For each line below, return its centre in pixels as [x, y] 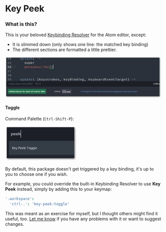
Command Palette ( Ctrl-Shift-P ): [40, 118]
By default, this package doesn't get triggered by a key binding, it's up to [80, 169]
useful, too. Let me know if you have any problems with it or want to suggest [83, 219]
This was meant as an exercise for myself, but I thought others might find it [82, 213]
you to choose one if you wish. [36, 174]
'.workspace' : [20, 199]
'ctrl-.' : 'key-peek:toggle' [40, 204]
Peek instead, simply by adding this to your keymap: [58, 189]
